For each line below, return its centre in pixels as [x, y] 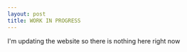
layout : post [27, 14]
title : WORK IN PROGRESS [44, 21]
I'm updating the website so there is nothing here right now [94, 41]
